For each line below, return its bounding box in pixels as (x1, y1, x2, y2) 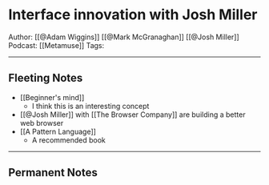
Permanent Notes (8, 166, 98, 179)
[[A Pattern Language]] (19, 127, 96, 136)
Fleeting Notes (8, 71, 83, 85)
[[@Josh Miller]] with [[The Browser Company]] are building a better (19, 110, 246, 119)
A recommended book (31, 135, 106, 145)
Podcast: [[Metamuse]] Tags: (8, 40, 105, 50)
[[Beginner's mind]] (19, 92, 85, 102)
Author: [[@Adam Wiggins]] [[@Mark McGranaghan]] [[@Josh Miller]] (8, 32, 240, 42)
